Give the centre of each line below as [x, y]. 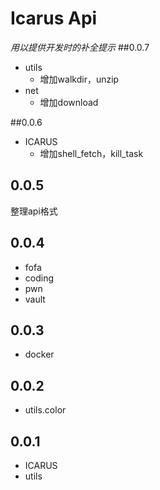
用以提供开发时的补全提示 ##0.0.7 [80, 47]
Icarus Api [54, 18]
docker [39, 354]
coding [39, 278]
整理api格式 [34, 211]
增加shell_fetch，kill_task [91, 153]
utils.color [45, 410]
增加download [69, 102]
